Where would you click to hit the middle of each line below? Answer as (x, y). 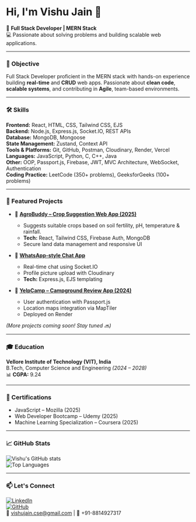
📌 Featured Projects (34, 201)
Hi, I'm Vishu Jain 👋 (54, 12)
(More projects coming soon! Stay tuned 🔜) (59, 325)
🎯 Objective (23, 64)
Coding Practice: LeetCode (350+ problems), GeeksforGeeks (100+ (88, 174)
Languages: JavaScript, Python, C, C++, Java (62, 156)
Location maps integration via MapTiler (70, 308)
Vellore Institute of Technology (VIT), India (59, 362)
